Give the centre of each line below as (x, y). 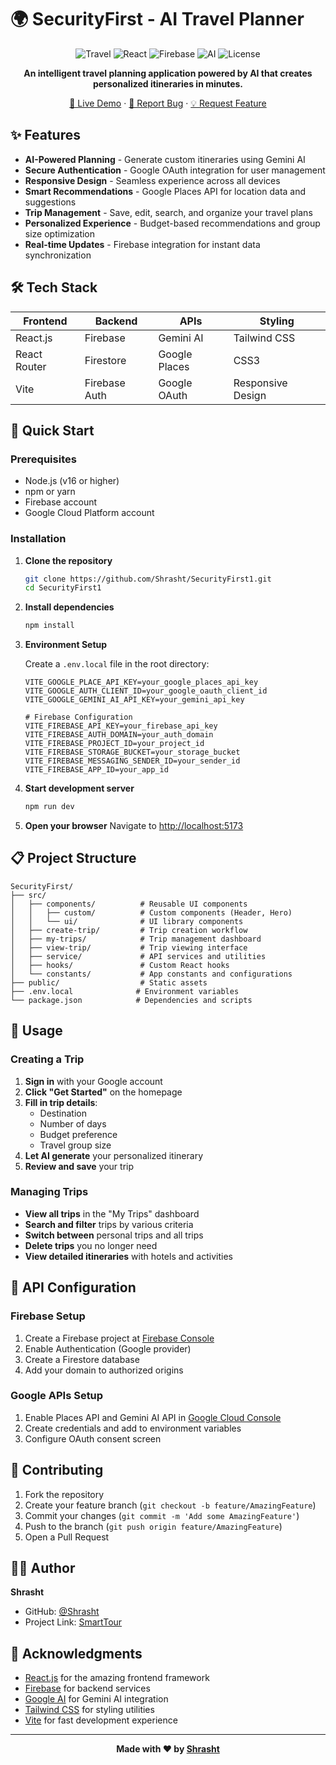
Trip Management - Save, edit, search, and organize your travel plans (168, 212)
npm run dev (49, 807)
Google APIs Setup (57, 1396)
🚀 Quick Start (52, 430)
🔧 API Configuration (73, 1287)
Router (31, 366)
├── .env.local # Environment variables (125, 991)
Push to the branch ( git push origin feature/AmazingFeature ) (153, 1526)
